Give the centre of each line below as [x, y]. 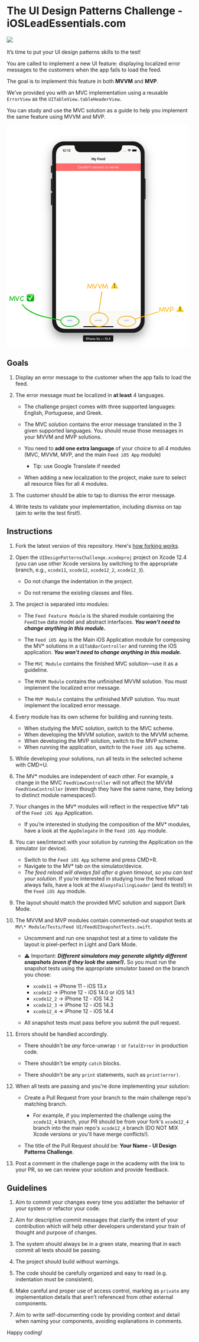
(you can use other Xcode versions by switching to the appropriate [96, 563]
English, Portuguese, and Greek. [63, 412]
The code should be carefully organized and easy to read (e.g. [91, 1273]
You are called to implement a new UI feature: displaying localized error [94, 63]
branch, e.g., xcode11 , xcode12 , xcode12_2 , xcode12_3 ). [80, 570]
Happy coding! [25, 1333]
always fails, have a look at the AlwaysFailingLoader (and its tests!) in [108, 885]
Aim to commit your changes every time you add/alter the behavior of [100, 1202]
